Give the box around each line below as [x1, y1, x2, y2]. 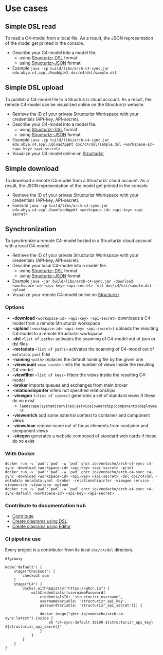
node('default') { [5, 565, 42, 569]
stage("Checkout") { [14, 569, 55, 574]
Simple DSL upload [5, 84, 64, 92]
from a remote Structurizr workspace [26, 320, 101, 326]
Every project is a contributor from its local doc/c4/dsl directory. [5, 547, 134, 552]
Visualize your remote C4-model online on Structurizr [12, 292, 120, 298]
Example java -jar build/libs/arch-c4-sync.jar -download [12, 278, 133, 284]
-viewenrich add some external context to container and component [12, 412, 150, 418]
